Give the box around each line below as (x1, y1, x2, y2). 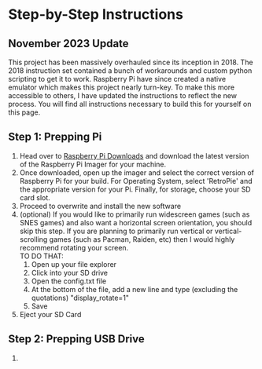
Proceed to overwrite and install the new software (19, 201, 182, 210)
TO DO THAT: (19, 251, 65, 261)
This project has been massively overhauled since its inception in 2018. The (8, 57, 253, 67)
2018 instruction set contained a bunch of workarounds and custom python (8, 66, 253, 75)
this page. (8, 108, 41, 117)
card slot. (19, 192, 51, 202)
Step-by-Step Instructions (8, 5, 183, 24)
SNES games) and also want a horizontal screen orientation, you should (19, 217, 253, 227)
